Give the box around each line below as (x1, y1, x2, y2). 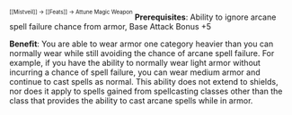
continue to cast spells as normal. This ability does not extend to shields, (9, 76, 279, 86)
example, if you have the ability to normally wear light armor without (9, 57, 261, 68)
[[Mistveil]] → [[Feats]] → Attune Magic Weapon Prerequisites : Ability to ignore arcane (9, 9, 277, 22)
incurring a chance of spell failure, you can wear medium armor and (9, 67, 261, 78)
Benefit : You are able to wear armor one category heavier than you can (9, 38, 274, 49)
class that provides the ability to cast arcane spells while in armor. (9, 94, 253, 106)
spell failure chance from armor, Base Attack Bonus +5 (9, 21, 212, 31)
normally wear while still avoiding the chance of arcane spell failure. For (9, 47, 275, 58)
